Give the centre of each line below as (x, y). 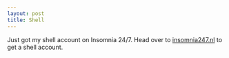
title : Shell (26, 20)
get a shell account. (35, 47)
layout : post (26, 13)
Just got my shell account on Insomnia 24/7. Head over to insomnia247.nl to (115, 39)
